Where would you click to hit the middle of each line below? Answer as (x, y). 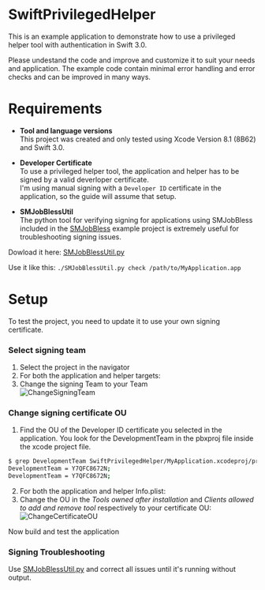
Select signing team (47, 350)
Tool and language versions (66, 130)
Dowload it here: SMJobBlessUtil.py (66, 252)
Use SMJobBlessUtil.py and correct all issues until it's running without (122, 569)
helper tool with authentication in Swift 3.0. (78, 44)
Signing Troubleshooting (56, 552)
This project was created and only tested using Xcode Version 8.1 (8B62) (138, 139)
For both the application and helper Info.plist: (93, 491)
